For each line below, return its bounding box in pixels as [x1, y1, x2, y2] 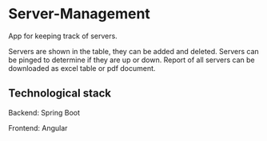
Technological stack [8, 87, 112, 100]
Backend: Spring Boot [8, 108, 81, 117]
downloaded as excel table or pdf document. [8, 63, 156, 72]
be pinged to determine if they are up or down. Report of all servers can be [8, 55, 256, 65]
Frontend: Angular [8, 123, 68, 132]
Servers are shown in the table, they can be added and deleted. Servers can [8, 46, 260, 56]
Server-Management [8, 5, 150, 23]
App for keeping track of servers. [8, 31, 118, 41]
